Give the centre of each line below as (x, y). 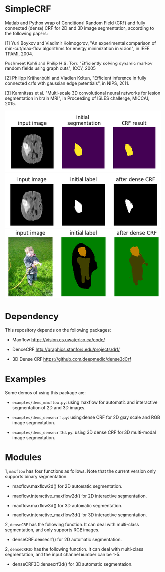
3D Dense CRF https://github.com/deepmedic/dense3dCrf (72, 359)
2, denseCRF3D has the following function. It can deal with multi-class (74, 549)
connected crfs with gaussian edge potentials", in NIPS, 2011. (67, 83)
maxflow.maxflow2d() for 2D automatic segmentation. (67, 486)
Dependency (32, 317)
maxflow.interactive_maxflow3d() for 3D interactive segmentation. (80, 515)
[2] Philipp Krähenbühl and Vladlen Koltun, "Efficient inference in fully (76, 78)
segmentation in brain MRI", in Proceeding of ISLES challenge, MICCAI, (77, 98)
